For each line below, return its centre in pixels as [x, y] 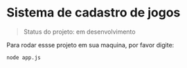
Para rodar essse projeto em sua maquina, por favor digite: [90, 45]
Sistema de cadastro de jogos [93, 13]
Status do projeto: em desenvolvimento [79, 32]
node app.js [24, 57]
